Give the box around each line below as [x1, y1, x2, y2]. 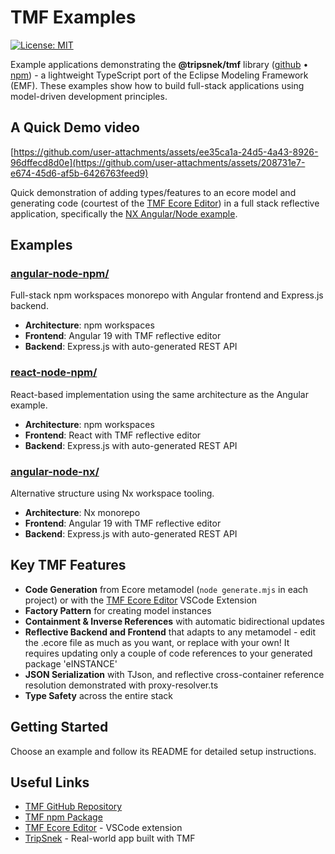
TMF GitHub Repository [24, 801, 123, 813]
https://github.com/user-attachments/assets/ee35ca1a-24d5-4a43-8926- [13, 146, 319, 158]
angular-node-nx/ [10, 464, 100, 478]
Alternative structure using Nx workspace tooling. [10, 487, 215, 500]
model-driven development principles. [10, 90, 168, 102]
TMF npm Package [24, 811, 103, 823]
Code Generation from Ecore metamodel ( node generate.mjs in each [24, 583, 309, 595]
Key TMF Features [10, 557, 127, 574]
